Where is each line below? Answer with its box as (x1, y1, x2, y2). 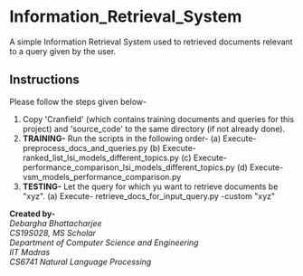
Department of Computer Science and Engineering (9, 237, 199, 248)
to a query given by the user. (9, 45, 117, 56)
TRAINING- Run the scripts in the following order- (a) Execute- (22, 133, 257, 144)
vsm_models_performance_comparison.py (22, 171, 182, 182)
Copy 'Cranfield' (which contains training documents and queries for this (22, 113, 295, 124)
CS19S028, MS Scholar (9, 227, 97, 238)
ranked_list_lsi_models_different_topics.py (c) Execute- (22, 152, 228, 163)
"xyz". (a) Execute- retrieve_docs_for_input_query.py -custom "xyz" (22, 190, 276, 201)
